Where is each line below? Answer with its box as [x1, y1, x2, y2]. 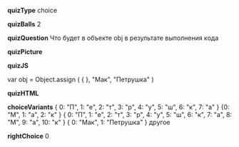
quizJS [7, 61, 29, 70]
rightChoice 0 [7, 132, 50, 140]
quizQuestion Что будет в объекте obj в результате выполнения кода [7, 34, 219, 42]
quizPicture [7, 48, 43, 56]
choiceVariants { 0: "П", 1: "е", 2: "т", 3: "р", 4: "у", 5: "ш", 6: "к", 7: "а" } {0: [7, 103, 230, 111]
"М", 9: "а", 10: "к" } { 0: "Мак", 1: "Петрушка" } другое [7, 118, 171, 126]
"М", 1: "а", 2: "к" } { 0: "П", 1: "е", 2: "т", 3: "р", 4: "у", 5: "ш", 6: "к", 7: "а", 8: [7, 111, 233, 118]
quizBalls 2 [7, 20, 41, 28]
